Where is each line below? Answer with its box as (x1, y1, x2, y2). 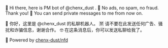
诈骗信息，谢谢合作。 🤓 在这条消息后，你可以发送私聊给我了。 (14, 27, 145, 33)
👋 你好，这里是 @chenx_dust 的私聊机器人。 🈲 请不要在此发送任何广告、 (5, 21, 158, 26)
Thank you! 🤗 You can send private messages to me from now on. (5, 10, 143, 16)
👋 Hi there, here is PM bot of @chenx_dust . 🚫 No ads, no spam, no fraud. (5, 5, 159, 11)
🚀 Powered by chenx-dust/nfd (5, 37, 69, 43)
